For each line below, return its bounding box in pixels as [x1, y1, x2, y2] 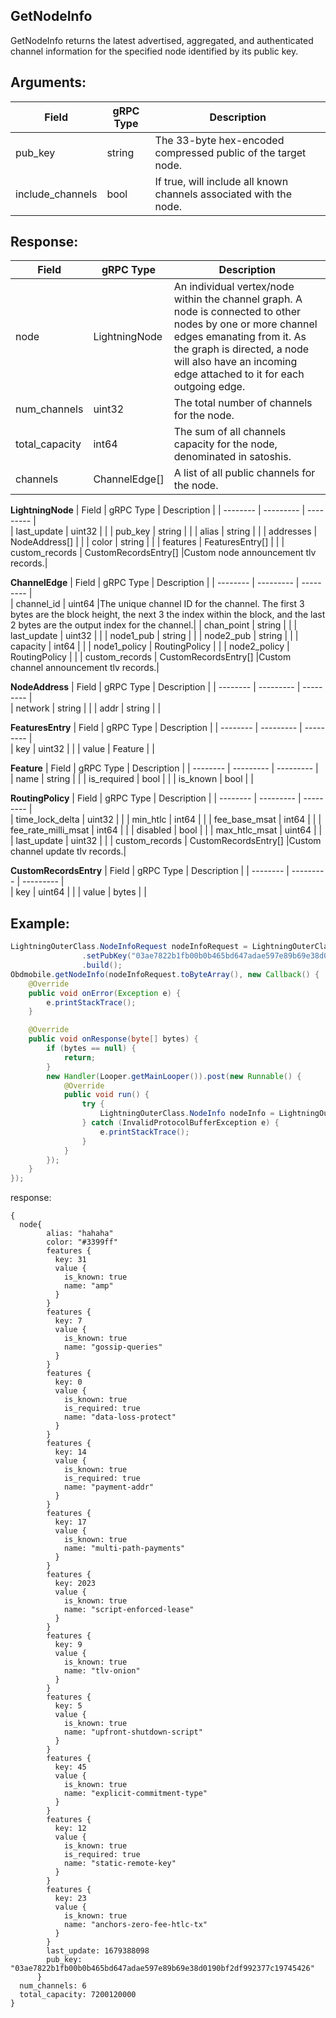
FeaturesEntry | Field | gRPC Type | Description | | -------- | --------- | [10, 722, 303, 734]
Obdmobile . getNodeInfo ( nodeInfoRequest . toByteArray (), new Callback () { [10, 969, 320, 979]
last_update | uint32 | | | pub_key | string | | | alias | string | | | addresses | [15, 525, 318, 538]
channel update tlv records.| [10, 845, 127, 858]
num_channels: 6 [19, 1981, 87, 1991]
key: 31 [54, 1255, 87, 1265]
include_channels [15, 187, 98, 201]
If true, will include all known [154, 174, 289, 188]
